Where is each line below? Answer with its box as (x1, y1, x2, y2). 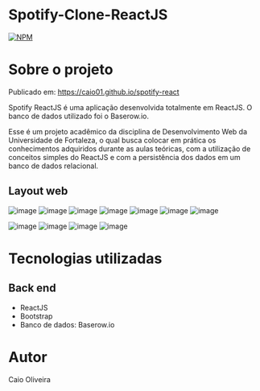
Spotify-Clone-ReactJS (8, 6, 168, 24)
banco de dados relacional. (8, 161, 99, 171)
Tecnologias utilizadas (8, 249, 163, 267)
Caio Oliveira (8, 374, 51, 384)
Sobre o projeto (8, 60, 113, 79)
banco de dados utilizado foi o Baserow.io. (8, 111, 149, 121)
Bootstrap (19, 311, 53, 321)
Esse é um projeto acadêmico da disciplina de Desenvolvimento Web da (8, 126, 248, 136)
